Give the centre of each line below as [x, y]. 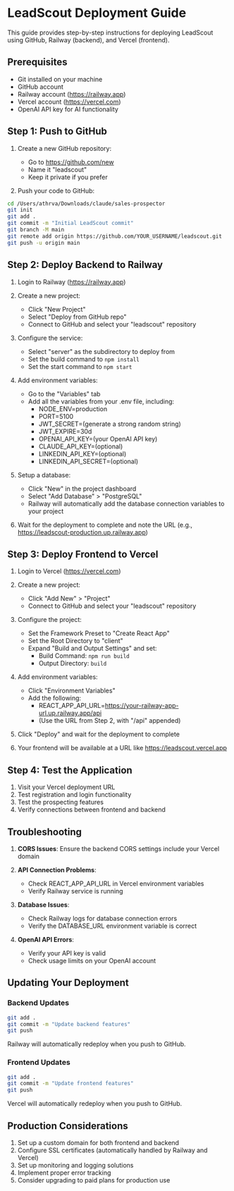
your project [46, 511]
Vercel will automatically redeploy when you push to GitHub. [94, 1104]
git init [20, 210]
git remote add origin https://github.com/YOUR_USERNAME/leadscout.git [115, 236]
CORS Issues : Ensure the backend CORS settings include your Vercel [118, 848]
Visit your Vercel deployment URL [66, 787]
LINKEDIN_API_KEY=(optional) [82, 453]
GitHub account [40, 87]
